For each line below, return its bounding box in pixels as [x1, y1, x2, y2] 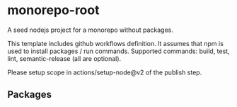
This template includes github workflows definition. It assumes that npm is [7, 39, 224, 47]
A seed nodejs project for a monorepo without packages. [7, 26, 173, 34]
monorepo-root [7, 2, 100, 18]
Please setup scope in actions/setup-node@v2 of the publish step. [7, 68, 202, 77]
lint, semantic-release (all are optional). [7, 54, 122, 62]
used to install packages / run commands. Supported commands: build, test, [7, 47, 230, 55]
